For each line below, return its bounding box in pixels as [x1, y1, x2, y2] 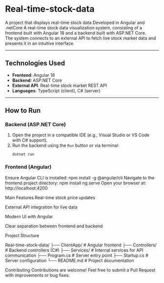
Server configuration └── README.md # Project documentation [5, 258, 134, 263]
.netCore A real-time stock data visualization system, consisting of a [5, 24, 143, 30]
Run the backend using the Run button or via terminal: [12, 143, 120, 149]
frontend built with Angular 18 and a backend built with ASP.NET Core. [5, 30, 146, 36]
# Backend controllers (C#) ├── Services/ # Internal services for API [5, 247, 143, 253]
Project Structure [5, 232, 40, 238]
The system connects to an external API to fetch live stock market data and [5, 35, 156, 41]
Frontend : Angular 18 [12, 72, 55, 78]
